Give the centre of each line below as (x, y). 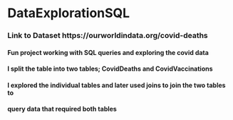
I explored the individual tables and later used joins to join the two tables (116, 85)
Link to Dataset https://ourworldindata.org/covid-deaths (108, 36)
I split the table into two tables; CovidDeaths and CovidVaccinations (110, 69)
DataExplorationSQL (69, 13)
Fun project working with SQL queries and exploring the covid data (108, 52)
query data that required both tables (62, 109)
